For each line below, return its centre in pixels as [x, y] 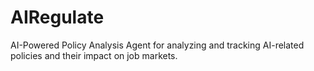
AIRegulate [57, 17]
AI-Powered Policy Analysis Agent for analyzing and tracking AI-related [157, 45]
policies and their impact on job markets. [94, 55]
